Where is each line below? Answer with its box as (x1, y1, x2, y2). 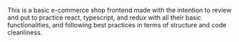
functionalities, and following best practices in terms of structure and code (7, 21, 227, 29)
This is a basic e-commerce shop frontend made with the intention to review (7, 6, 232, 14)
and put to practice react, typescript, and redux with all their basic (7, 13, 202, 22)
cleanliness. (7, 28, 43, 36)
